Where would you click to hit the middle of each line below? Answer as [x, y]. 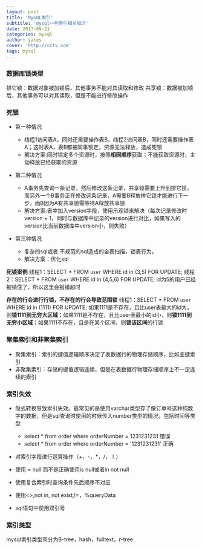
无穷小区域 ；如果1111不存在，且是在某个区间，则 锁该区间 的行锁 [85, 323]
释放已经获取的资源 [53, 162]
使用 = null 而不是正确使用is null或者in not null [72, 469]
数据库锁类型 [25, 73]
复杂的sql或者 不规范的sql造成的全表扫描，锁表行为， [90, 252]
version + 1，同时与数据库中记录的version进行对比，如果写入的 [103, 218]
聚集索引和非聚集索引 [37, 340]
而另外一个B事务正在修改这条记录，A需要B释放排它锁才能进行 [101, 196]
